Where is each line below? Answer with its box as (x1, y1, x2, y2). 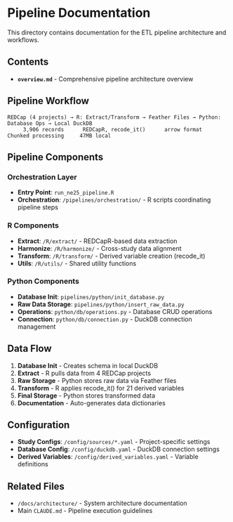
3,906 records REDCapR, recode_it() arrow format (22, 126, 202, 133)
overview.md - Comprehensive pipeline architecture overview (17, 74, 194, 83)
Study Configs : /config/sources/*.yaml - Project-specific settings (17, 438, 211, 446)
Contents (7, 56, 49, 68)
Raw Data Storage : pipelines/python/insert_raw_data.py (17, 300, 185, 308)
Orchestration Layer (7, 172, 77, 182)
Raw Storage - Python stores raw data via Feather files (17, 376, 177, 384)
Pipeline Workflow (7, 95, 90, 107)
